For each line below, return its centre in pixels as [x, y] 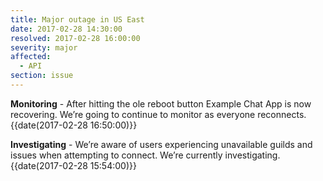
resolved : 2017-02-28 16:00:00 [75, 38]
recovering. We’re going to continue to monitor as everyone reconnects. [158, 114]
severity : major [44, 47]
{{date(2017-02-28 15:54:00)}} [73, 165]
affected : [31, 57]
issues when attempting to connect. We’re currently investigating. [145, 155]
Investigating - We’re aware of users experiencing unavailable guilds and [161, 144]
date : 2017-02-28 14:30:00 [66, 29]
